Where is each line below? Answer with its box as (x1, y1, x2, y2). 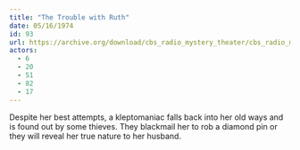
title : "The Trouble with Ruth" (9, 12, 129, 22)
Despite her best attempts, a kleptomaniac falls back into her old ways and (9, 112, 284, 122)
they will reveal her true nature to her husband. (9, 130, 181, 141)
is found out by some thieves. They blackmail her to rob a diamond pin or (9, 121, 279, 131)
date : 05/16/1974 (9, 21, 74, 30)
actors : (9, 46, 38, 55)
